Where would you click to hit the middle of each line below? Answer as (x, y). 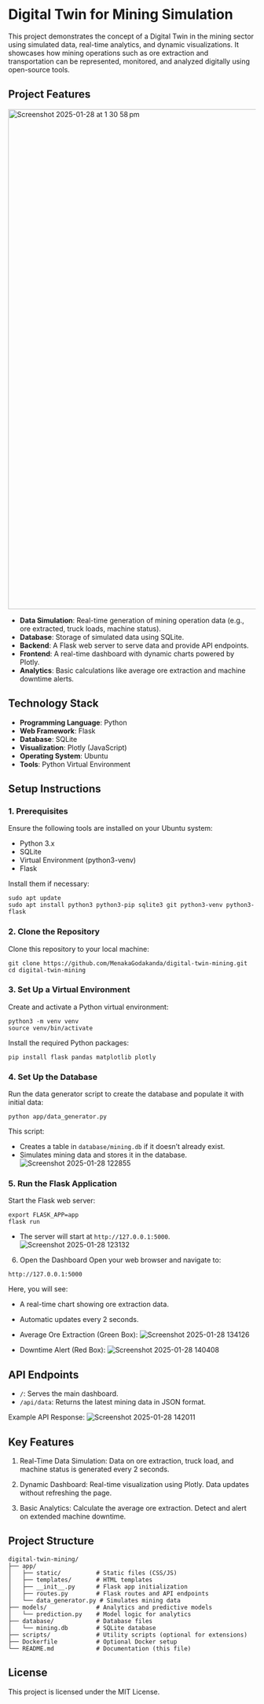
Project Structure (51, 1541)
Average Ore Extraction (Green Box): (79, 1335)
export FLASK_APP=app (44, 1215)
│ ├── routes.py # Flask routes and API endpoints (109, 1593)
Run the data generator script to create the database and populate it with (126, 1094)
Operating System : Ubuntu (64, 755)
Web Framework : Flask (57, 731)
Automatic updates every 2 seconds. (79, 1320)
